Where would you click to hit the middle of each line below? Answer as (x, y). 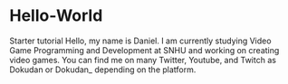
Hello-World (56, 16)
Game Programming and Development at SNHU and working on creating (144, 50)
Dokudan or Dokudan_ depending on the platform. (103, 70)
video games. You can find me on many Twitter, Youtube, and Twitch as (143, 60)
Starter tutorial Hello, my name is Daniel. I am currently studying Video (140, 41)
